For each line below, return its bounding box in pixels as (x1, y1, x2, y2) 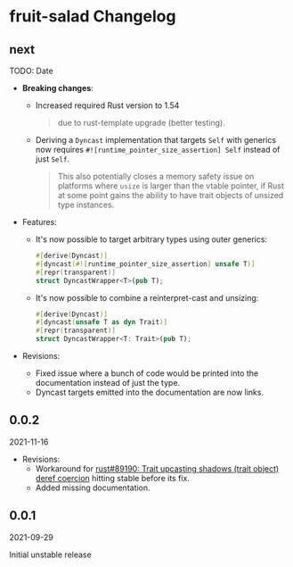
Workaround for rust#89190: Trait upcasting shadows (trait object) (35, 463, 280, 474)
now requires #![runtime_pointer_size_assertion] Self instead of (35, 145, 281, 154)
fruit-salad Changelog (9, 6, 176, 27)
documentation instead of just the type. (35, 378, 181, 388)
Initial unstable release (9, 549, 92, 560)
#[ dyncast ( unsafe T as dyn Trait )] (35, 318, 167, 327)
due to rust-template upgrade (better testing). (57, 118, 225, 128)
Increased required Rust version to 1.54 (35, 100, 180, 111)
